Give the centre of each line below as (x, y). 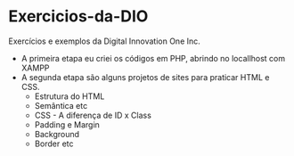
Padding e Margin (67, 124)
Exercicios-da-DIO (78, 16)
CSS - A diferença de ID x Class (93, 115)
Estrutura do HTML (69, 96)
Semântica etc (61, 105)
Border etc (54, 144)
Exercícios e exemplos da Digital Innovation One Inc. (105, 41)
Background (57, 134)
